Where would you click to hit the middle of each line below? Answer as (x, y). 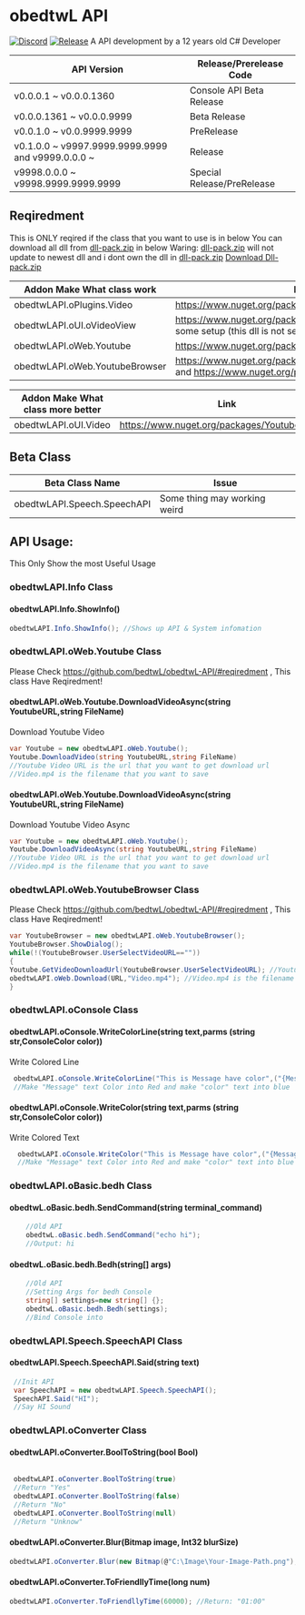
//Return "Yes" (42, 1488)
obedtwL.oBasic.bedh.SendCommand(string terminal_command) (136, 1207)
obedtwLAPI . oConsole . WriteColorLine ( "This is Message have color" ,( (146, 1078)
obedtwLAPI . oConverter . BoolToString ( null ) (95, 1513)
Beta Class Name (82, 482)
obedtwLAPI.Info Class (61, 587)
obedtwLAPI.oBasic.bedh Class (81, 1186)
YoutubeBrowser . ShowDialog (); (67, 945)
